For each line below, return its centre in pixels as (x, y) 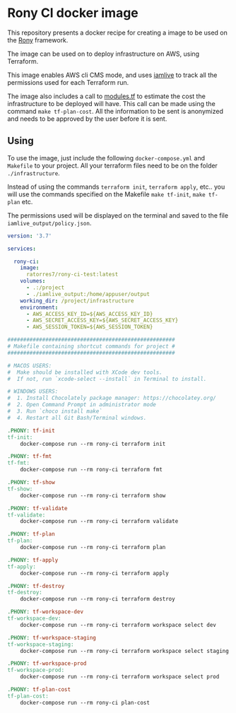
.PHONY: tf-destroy (36, 586)
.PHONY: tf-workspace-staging (52, 637)
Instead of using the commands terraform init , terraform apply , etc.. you (116, 187)
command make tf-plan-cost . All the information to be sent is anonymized (116, 111)
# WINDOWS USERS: (33, 391)
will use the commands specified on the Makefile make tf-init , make (107, 194)
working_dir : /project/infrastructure (77, 301)
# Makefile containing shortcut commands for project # (91, 346)
